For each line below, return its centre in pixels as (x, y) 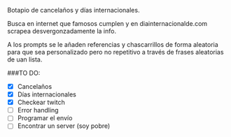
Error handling (38, 110)
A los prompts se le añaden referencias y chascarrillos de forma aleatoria (113, 44)
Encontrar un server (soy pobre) (64, 126)
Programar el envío (45, 118)
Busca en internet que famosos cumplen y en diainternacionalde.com (107, 23)
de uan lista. (25, 59)
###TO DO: (24, 73)
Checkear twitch (41, 102)
